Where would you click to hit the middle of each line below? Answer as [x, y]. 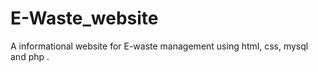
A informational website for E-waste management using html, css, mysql [159, 46]
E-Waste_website [84, 18]
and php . [30, 56]
